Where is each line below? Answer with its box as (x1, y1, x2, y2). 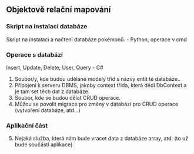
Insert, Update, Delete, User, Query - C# (6, 64, 104, 71)
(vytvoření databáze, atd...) (14, 106, 81, 114)
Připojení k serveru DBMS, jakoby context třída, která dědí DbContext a (14, 81, 187, 89)
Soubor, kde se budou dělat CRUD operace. (14, 94, 121, 101)
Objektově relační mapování (6, 5, 111, 15)
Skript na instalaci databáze (6, 22, 88, 31)
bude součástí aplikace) (14, 141, 73, 148)
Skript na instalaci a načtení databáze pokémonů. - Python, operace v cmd (6, 35, 187, 43)
